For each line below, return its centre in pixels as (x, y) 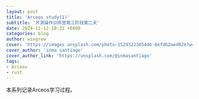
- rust (14, 72)
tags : (13, 61)
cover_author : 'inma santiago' (45, 50)
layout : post (22, 12)
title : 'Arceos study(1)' (38, 17)
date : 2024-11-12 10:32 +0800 (44, 28)
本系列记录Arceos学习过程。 (41, 90)
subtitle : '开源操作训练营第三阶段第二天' (53, 23)
